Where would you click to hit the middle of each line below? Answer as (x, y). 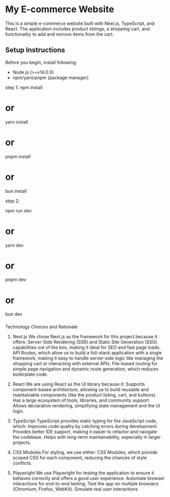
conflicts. (22, 463)
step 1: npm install (24, 87)
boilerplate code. (30, 374)
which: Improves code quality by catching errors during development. (85, 427)
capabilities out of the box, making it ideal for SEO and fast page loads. (87, 347)
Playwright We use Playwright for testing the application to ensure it (83, 473)
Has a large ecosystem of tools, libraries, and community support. (81, 400)
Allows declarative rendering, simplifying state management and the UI (86, 406)
